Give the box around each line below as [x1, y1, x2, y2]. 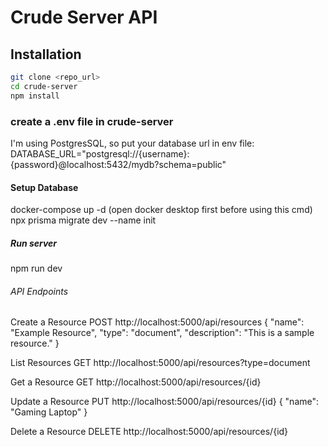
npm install [10, 91, 60, 101]
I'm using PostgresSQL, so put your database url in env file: [10, 137, 255, 149]
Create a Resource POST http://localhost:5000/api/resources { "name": [10, 316, 305, 328]
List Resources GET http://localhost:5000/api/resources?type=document [10, 357, 311, 369]
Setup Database [10, 181, 79, 193]
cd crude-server [10, 81, 78, 91]
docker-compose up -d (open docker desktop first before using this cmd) [10, 204, 313, 216]
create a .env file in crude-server [10, 114, 174, 128]
